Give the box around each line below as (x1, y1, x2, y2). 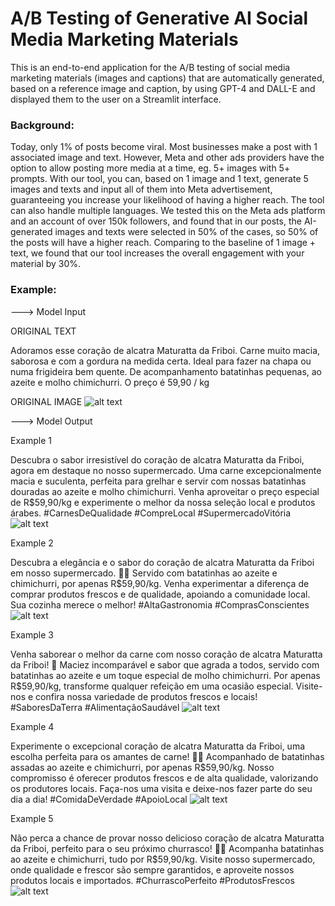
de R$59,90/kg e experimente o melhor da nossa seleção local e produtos (10, 496, 316, 508)
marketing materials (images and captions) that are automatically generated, (10, 72, 325, 84)
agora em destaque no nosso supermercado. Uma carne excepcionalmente (10, 464, 322, 476)
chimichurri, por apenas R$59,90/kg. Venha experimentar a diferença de (10, 577, 310, 589)
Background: (10, 118, 75, 132)
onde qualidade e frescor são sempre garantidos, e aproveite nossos (10, 863, 295, 876)
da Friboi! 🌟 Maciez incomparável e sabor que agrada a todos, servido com (10, 658, 320, 671)
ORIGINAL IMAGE (10, 395, 83, 407)
